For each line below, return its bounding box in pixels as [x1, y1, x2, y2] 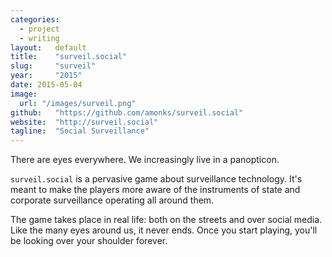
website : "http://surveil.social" [10, 117, 159, 127]
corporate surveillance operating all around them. [10, 194, 215, 206]
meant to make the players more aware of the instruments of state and [10, 184, 301, 196]
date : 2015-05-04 [10, 80, 83, 90]
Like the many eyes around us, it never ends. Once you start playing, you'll [10, 224, 318, 236]
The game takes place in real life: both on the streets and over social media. [10, 214, 323, 226]
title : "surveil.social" [10, 52, 128, 62]
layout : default [10, 42, 87, 53]
